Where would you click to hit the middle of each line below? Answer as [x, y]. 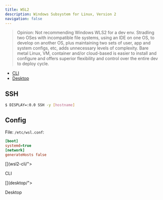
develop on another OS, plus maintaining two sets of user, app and [84, 43]
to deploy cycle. [33, 64]
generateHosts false [26, 155]
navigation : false [24, 19]
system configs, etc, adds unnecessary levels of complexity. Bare [83, 48]
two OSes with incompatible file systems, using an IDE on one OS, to [86, 38]
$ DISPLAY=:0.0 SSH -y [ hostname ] [40, 105]
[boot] [12, 141]
